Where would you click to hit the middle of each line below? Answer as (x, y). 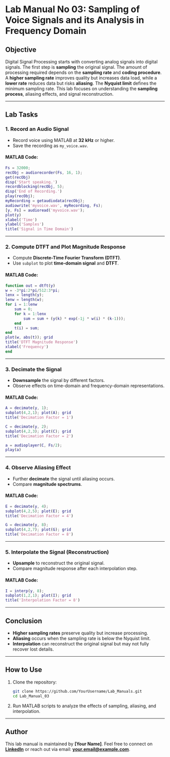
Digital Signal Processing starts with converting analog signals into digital (81, 62)
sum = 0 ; (24, 309)
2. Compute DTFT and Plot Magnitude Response (66, 247)
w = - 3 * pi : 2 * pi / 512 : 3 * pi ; (33, 290)
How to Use (24, 670)
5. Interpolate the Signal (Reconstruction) (57, 552)
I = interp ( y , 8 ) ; (25, 591)
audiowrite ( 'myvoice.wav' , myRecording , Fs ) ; (54, 205)
